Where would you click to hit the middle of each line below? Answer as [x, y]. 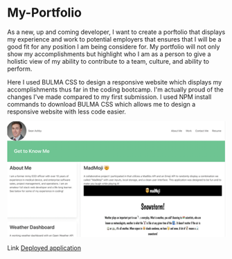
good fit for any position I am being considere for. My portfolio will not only [114, 46]
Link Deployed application [44, 248]
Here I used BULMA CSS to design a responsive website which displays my [115, 82]
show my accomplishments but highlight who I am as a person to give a [109, 54]
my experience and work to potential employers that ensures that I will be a [114, 39]
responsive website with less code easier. [67, 111]
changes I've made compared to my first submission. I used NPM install [109, 97]
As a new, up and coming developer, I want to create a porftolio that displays [116, 32]
